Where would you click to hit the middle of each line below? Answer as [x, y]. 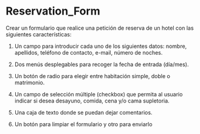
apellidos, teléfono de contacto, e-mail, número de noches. [88, 52]
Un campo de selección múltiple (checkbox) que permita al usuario [98, 94]
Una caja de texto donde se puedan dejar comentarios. [83, 112]
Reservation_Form [53, 11]
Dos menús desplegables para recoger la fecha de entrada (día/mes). [102, 64]
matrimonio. [29, 82]
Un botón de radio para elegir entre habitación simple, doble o [92, 76]
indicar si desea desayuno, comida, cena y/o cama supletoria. [92, 101]
